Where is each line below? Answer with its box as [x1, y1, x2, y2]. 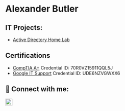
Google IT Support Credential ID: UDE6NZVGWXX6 [12, 70, 120, 76]
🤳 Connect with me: [5, 85, 69, 94]
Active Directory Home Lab [12, 36, 70, 43]
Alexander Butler [5, 3, 79, 15]
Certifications [5, 51, 51, 60]
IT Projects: [5, 23, 43, 32]
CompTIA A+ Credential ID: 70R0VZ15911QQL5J [12, 64, 113, 71]
